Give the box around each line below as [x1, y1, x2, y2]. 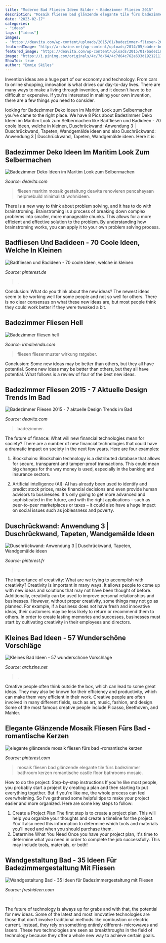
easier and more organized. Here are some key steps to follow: [5, 800, 133, 806]
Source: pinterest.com [5, 755, 50, 761]
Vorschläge [5, 641, 41, 650]
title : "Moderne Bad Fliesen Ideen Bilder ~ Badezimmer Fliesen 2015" [5, 7, 154, 12]
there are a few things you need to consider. [5, 97, 95, 103]
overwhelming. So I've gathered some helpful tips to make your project [5, 795, 150, 801]
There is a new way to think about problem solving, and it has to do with [5, 203, 152, 209]
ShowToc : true [5, 58, 35, 63]
